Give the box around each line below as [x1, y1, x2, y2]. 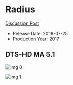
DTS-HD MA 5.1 [5, 50, 55, 59]
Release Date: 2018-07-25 [12, 30, 68, 36]
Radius [5, 4, 35, 15]
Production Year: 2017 [12, 36, 60, 42]
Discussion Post [5, 20, 39, 26]
